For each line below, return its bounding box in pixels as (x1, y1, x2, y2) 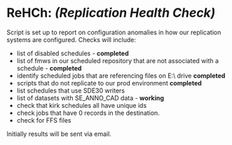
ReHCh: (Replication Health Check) (6, 5, 216, 21)
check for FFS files (16, 116, 71, 124)
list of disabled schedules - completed (16, 49, 129, 57)
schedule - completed (16, 64, 82, 72)
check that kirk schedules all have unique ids (16, 101, 147, 109)
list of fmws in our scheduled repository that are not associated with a (16, 56, 219, 64)
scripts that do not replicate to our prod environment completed (16, 78, 203, 87)
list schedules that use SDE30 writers (16, 86, 125, 95)
